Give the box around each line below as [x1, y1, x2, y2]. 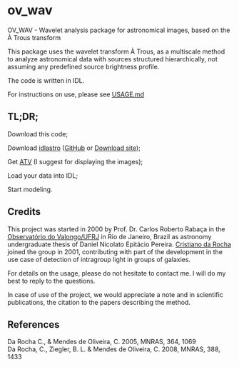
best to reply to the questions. [7, 276, 96, 285]
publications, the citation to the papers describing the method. [7, 298, 191, 306]
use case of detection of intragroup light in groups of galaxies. [7, 255, 191, 263]
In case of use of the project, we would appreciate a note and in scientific [7, 290, 223, 298]
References [7, 318, 60, 331]
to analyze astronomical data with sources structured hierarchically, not [7, 54, 218, 63]
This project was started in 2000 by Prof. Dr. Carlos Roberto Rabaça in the [7, 224, 225, 233]
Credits [7, 206, 41, 218]
